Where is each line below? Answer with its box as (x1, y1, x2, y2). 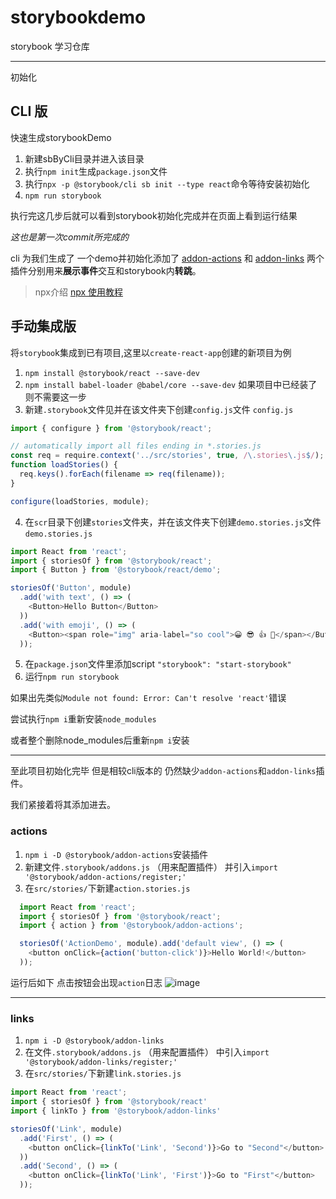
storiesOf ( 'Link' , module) (10, 1124, 123, 1134)
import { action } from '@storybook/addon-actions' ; (19, 921, 244, 931)
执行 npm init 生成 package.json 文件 (24, 165, 168, 177)
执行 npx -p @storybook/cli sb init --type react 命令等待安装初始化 (24, 177, 310, 190)
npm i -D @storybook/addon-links (24, 1036, 165, 1046)
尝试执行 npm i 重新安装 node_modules (10, 713, 157, 725)
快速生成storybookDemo (10, 131, 112, 143)
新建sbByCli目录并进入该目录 (24, 152, 145, 165)
